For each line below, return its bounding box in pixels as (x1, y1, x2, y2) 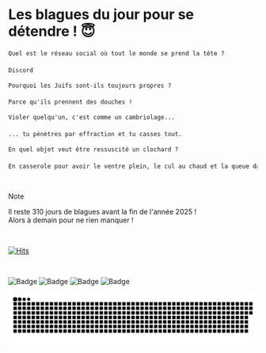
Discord (8, 66, 34, 74)
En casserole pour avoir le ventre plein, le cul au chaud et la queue (8, 162, 249, 170)
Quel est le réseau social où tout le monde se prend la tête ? (8, 49, 225, 57)
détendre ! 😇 (8, 22, 96, 40)
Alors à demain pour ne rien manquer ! (8, 215, 134, 225)
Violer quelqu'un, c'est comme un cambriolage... (8, 113, 176, 122)
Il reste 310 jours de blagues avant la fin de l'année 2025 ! (8, 207, 197, 217)
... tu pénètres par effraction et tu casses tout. (8, 130, 182, 138)
